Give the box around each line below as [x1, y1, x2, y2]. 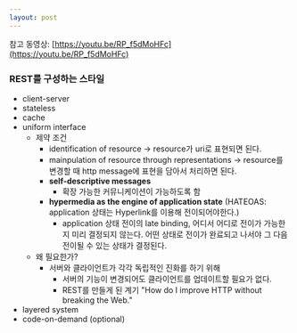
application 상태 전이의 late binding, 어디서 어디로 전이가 [62, 217, 262, 228]
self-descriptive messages [48, 175, 152, 186]
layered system [21, 304, 78, 314]
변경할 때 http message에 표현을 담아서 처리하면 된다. [48, 166, 237, 176]
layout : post [9, 12, 58, 22]
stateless [21, 102, 56, 113]
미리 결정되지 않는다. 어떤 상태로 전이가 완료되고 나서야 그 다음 [71, 229, 288, 240]
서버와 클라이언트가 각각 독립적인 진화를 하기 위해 [48, 262, 221, 272]
